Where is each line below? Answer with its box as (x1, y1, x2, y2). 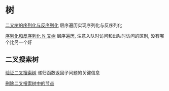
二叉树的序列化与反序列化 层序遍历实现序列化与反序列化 (5, 22, 122, 28)
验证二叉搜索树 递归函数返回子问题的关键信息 (5, 69, 100, 75)
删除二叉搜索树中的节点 (5, 80, 54, 86)
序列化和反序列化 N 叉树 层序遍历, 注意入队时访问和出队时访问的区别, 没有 (5, 33, 160, 39)
